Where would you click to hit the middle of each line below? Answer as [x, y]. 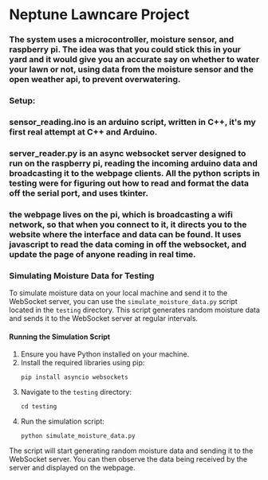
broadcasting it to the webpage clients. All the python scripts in [134, 173]
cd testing [39, 407]
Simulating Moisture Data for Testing [82, 275]
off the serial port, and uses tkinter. [79, 193]
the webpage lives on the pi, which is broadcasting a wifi [121, 214]
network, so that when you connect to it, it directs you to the [128, 224]
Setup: [22, 101]
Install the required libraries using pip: [83, 363]
